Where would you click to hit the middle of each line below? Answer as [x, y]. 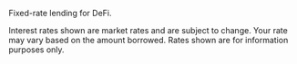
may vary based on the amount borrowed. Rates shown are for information [148, 40]
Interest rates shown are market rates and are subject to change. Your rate [148, 30]
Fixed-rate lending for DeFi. [60, 13]
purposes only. [36, 50]
